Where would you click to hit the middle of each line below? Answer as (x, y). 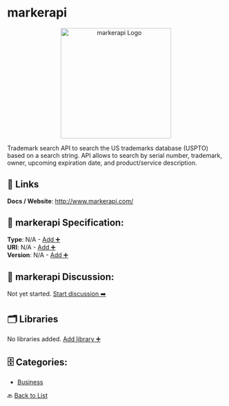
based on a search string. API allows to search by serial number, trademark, (115, 155)
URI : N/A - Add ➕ (31, 247)
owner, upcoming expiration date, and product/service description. (102, 163)
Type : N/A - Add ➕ (34, 239)
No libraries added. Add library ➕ (54, 339)
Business (30, 382)
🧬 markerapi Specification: (66, 223)
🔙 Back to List (28, 395)
